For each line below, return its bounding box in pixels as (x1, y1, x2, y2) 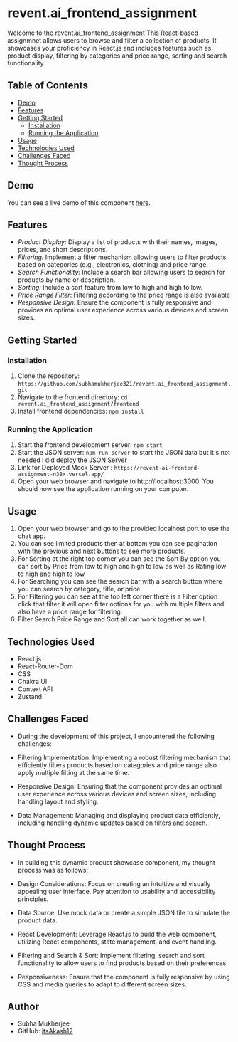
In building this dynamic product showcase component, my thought (17, 858, 215, 866)
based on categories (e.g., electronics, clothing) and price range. (17, 260, 208, 269)
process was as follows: (17, 865, 89, 874)
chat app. (17, 532, 46, 540)
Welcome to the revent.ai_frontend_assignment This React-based (7, 28, 199, 37)
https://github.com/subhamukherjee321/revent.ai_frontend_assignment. (17, 381, 232, 388)
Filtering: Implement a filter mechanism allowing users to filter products (17, 253, 227, 261)
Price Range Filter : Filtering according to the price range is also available (17, 290, 231, 300)
